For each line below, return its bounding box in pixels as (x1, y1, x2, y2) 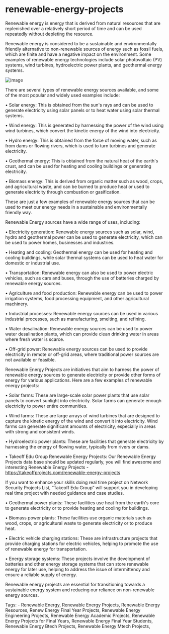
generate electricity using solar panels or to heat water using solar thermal (5, 107, 160, 113)
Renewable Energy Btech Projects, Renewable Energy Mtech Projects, (5, 623, 150, 629)
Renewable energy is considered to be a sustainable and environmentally (5, 40, 157, 46)
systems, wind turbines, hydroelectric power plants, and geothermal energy (5, 62, 162, 68)
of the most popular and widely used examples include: (5, 92, 120, 98)
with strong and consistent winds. (5, 428, 75, 434)
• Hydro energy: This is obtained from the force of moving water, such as (5, 137, 157, 143)
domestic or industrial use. (5, 260, 60, 266)
